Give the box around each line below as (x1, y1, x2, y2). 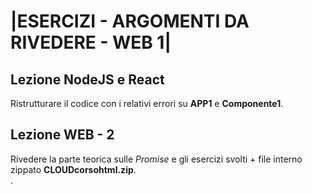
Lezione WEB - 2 (10, 126, 115, 144)
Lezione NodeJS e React (10, 71, 165, 88)
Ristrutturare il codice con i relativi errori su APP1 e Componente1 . (10, 98, 284, 109)
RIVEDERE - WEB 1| (10, 31, 172, 54)
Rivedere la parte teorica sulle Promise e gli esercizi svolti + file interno (10, 153, 303, 165)
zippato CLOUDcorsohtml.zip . (10, 163, 137, 175)
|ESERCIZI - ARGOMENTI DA (10, 10, 250, 33)
